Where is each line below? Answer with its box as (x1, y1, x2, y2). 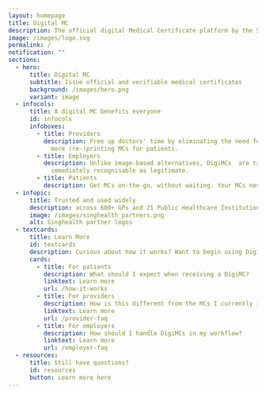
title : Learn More (28, 234, 90, 241)
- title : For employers (36, 322, 115, 330)
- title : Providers (36, 129, 101, 137)
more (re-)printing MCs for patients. (50, 145, 179, 153)
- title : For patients (36, 263, 112, 271)
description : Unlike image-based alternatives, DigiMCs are (43, 160, 249, 168)
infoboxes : (28, 122, 66, 130)
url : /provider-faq (43, 315, 108, 323)
